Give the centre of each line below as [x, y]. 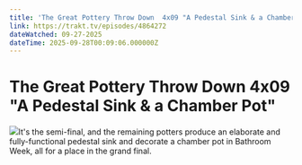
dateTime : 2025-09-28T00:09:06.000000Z [84, 43]
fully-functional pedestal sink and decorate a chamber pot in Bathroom [140, 142]
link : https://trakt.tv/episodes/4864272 [88, 26]
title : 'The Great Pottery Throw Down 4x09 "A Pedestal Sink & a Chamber [152, 17]
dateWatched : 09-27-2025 [56, 34]
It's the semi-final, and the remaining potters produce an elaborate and [150, 132]
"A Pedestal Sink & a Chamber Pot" [142, 106]
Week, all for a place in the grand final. [80, 151]
